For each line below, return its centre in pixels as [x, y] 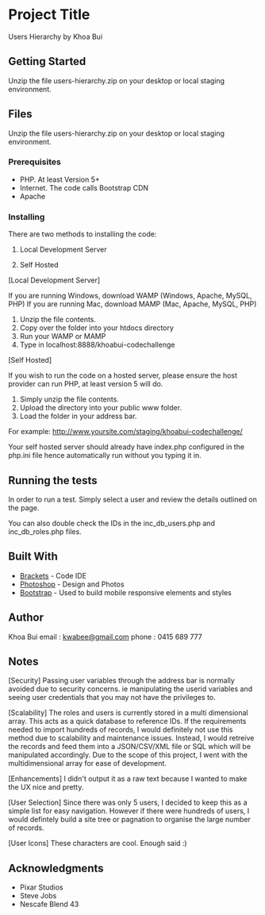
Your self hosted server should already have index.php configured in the [126, 447]
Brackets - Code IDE [53, 575]
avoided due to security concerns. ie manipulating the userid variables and [130, 689]
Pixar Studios [41, 887]
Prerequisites [35, 162]
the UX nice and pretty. [46, 787]
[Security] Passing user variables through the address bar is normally [122, 681]
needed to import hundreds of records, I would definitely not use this [121, 730]
